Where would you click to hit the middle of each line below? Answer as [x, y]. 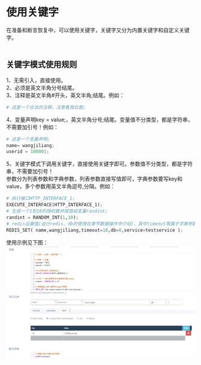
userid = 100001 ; [28, 152]
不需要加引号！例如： [32, 127]
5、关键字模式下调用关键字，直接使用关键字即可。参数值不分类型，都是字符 [100, 164]
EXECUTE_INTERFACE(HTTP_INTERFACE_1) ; [54, 205]
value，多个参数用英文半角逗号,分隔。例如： [61, 186]
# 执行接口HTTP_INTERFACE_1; [41, 198]
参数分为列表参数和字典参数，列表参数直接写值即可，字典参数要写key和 [95, 179]
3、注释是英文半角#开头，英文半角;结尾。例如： [65, 95]
